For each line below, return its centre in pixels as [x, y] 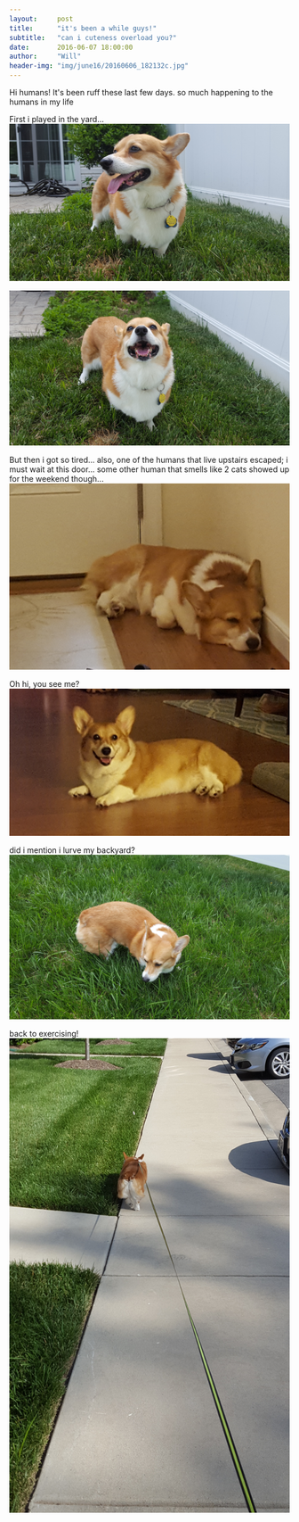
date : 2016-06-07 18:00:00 [71, 47]
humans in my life [41, 102]
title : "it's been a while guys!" [83, 28]
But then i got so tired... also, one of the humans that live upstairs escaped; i [149, 460]
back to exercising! [44, 1034]
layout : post [41, 19]
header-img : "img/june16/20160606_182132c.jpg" [99, 66]
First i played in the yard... [57, 119]
